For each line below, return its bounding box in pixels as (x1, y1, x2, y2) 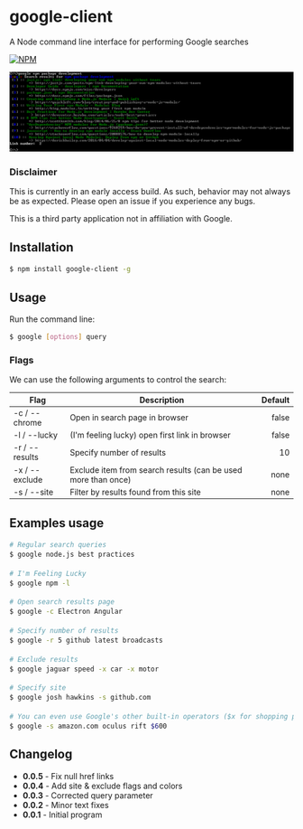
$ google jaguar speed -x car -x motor (9, 664, 160, 674)
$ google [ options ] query (9, 332, 106, 341)
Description (139, 394, 185, 405)
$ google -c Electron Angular (9, 608, 124, 617)
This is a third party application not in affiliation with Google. (9, 213, 233, 224)
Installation (9, 240, 74, 255)
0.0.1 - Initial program (22, 809, 103, 820)
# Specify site (9, 683, 67, 692)
